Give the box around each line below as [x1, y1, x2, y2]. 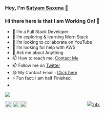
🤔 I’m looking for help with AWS [12, 44, 76, 51]
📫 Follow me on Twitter [12, 62, 60, 68]
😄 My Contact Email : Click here [12, 70, 78, 76]
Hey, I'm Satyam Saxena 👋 [5, 4, 68, 11]
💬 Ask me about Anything [12, 50, 63, 56]
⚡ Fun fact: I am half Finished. [12, 75, 72, 81]
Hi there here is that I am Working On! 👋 [5, 17, 100, 24]
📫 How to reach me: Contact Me [12, 55, 79, 61]
